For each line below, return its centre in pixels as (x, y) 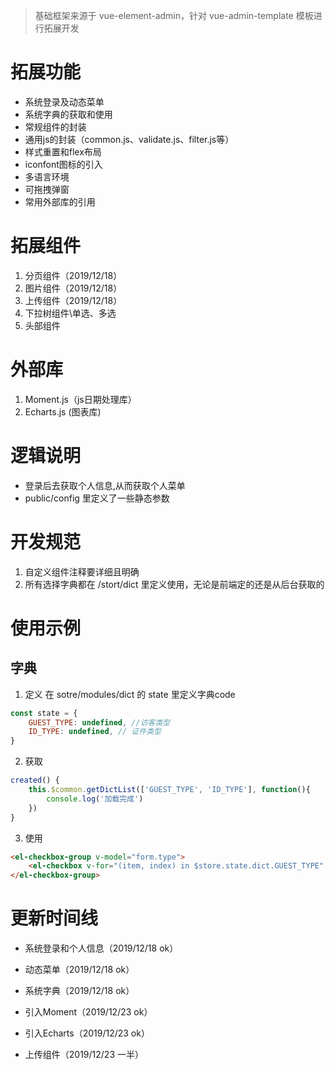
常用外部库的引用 (60, 201)
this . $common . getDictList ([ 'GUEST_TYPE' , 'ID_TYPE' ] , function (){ (169, 790)
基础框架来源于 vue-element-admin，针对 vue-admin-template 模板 (174, 15)
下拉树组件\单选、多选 (70, 313)
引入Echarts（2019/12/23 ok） (87, 1033)
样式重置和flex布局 (63, 151)
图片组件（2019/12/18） (73, 288)
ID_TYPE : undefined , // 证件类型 (95, 732)
